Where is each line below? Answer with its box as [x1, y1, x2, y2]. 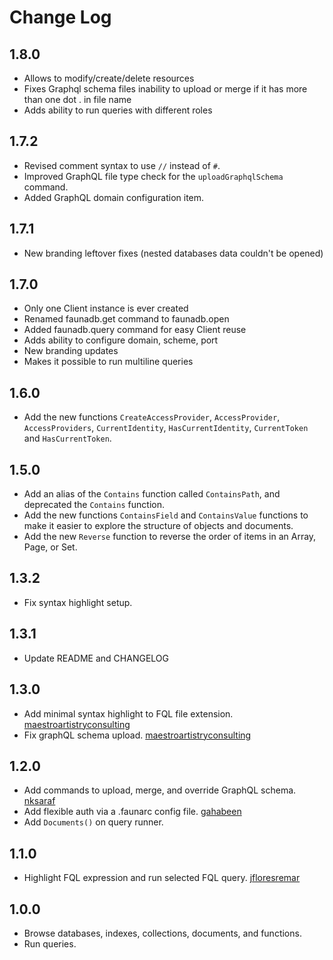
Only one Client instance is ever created [23, 302, 189, 315]
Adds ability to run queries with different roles [23, 104, 213, 116]
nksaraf [23, 795, 56, 807]
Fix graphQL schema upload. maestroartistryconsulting [23, 729, 252, 741]
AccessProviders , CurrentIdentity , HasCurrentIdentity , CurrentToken [23, 422, 309, 434]
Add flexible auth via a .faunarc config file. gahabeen [23, 806, 242, 818]
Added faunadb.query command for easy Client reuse [23, 324, 247, 336]
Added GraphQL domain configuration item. [23, 191, 205, 203]
